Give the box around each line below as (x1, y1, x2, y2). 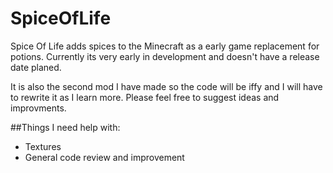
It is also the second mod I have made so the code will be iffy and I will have (10, 80, 323, 92)
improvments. (10, 102, 67, 114)
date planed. (10, 61, 62, 73)
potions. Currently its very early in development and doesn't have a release (10, 50, 320, 62)
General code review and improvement (24, 151, 185, 163)
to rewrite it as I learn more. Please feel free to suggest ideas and (10, 91, 280, 103)
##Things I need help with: (10, 121, 121, 133)
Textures (24, 140, 62, 152)
